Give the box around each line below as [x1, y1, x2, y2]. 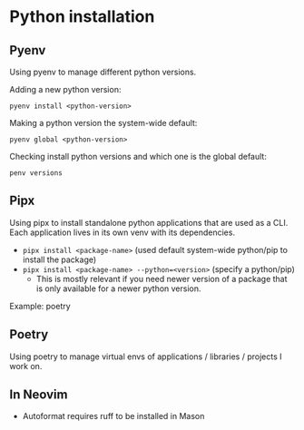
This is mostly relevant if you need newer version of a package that [35, 273, 288, 284]
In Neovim [9, 387, 68, 403]
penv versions [9, 169, 64, 178]
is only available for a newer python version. [35, 283, 201, 294]
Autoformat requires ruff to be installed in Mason [22, 411, 205, 422]
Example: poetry [9, 300, 71, 311]
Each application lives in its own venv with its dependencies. [9, 227, 236, 238]
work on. [9, 360, 43, 371]
